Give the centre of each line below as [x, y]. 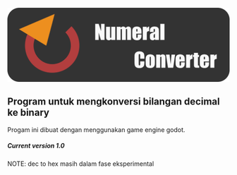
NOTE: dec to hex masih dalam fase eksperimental [81, 164]
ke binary [28, 113]
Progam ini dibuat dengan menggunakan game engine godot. [96, 129]
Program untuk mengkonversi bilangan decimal [114, 102]
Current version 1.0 [36, 146]
